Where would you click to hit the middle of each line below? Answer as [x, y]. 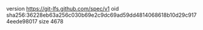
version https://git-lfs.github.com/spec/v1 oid [63, 9]
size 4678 [51, 21]
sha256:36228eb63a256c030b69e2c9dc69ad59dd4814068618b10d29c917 [101, 15]
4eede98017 [22, 21]
